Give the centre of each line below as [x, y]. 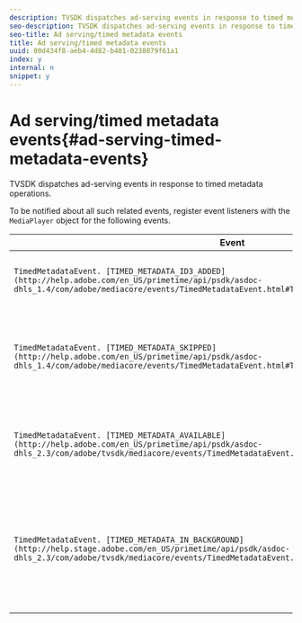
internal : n [31, 68]
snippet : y [30, 76]
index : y [26, 59]
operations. [31, 193]
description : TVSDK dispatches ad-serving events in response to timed [146, 18]
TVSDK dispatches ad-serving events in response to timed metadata [136, 183]
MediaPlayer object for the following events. [90, 220]
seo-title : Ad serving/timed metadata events [96, 34]
